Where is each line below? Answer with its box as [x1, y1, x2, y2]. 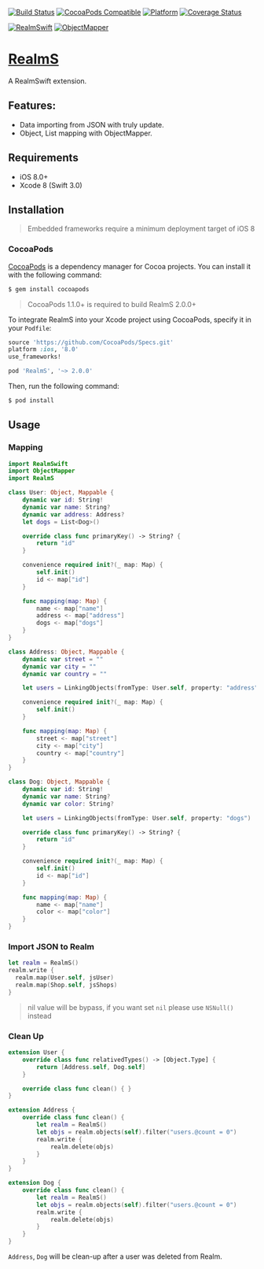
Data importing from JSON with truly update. [19, 120, 165, 129]
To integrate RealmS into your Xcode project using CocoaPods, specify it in [8, 315, 251, 324]
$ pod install [8, 397, 55, 405]
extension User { [8, 1049, 65, 1056]
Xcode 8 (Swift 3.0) [19, 180, 82, 190]
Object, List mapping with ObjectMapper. [19, 128, 153, 138]
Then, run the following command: [8, 382, 119, 391]
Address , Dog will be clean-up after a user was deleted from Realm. [8, 1252, 222, 1261]
